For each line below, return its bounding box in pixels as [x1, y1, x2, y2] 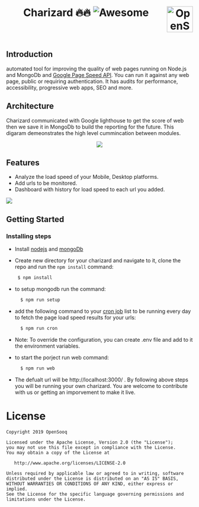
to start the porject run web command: [14, 354, 110, 361]
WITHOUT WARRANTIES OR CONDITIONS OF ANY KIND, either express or [6, 480, 174, 487]
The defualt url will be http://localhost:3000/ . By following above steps [14, 376, 188, 383]
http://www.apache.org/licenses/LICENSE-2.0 [14, 460, 126, 466]
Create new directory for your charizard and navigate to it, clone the [14, 257, 181, 264]
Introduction [6, 49, 53, 59]
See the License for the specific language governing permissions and [6, 491, 184, 497]
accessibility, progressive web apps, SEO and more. [6, 84, 133, 91]
